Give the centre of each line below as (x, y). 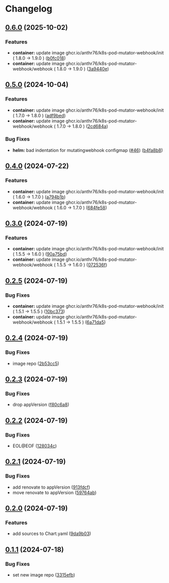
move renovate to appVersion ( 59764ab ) (54, 492)
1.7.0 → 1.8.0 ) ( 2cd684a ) (82, 126)
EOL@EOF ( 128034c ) (35, 446)
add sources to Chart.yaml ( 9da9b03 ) (52, 534)
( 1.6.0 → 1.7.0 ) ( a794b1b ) (39, 197)
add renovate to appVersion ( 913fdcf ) (51, 487)
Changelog (29, 9)
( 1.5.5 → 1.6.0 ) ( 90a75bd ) (40, 254)
